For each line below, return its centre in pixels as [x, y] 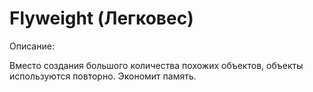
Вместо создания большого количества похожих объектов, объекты [156, 65]
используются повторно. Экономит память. [103, 76]
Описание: [32, 46]
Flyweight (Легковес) [101, 18]
